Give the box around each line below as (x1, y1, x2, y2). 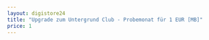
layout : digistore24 (7, 9, 66, 17)
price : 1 (7, 22, 32, 29)
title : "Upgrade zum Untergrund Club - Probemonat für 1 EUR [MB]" (7, 16, 204, 23)
